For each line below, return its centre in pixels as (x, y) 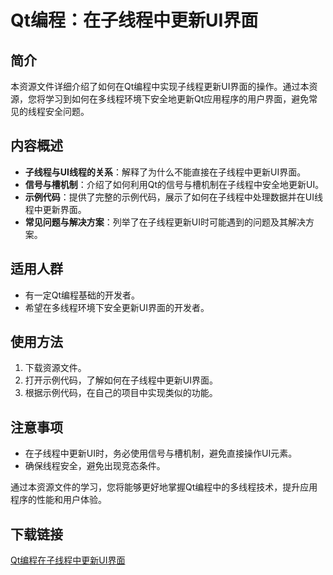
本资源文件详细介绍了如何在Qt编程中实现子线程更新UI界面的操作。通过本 (160, 86)
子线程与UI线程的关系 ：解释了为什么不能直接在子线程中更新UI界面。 (165, 172)
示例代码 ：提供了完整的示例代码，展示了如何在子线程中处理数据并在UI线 (173, 197)
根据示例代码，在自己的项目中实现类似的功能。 (121, 393)
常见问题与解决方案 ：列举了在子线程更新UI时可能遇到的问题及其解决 (165, 222)
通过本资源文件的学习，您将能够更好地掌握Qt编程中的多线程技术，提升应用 (164, 487)
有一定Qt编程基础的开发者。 (82, 295)
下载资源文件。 (55, 368)
